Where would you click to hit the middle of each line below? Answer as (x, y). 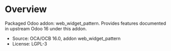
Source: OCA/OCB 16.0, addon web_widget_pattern (66, 38)
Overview (26, 9)
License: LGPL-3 (29, 43)
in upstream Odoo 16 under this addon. (46, 28)
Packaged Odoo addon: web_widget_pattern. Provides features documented (85, 23)
